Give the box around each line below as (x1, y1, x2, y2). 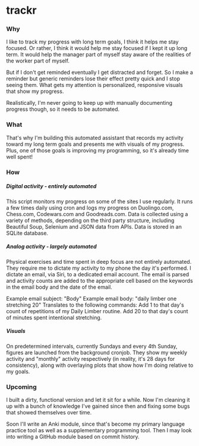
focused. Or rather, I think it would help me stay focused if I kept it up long (6, 45, 188, 52)
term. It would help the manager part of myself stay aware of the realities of (6, 51, 191, 58)
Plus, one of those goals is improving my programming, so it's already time (6, 146, 189, 154)
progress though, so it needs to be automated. (6, 105, 120, 113)
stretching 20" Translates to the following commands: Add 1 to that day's (6, 301, 184, 308)
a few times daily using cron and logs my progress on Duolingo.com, (6, 204, 174, 211)
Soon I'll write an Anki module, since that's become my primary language (6, 420, 185, 428)
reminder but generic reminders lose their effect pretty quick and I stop (6, 75, 180, 82)
